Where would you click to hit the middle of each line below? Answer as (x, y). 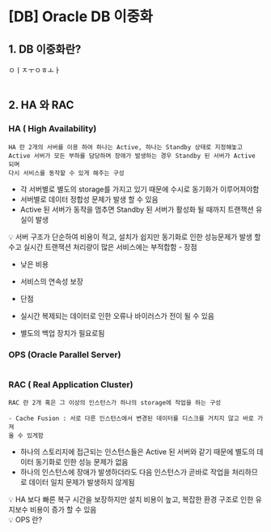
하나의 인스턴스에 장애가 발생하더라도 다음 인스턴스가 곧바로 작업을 (125, 472)
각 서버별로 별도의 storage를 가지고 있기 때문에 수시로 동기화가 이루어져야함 (140, 189)
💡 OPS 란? (25, 520)
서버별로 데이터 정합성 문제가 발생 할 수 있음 (89, 199)
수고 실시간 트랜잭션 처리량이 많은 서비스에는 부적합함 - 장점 (103, 247)
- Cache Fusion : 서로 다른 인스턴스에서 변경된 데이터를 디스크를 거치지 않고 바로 (131, 418)
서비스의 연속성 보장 (51, 281)
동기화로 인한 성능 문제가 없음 (82, 462)
